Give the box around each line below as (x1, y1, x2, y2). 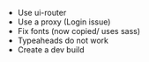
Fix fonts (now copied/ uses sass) (17, 26, 141, 36)
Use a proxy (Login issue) (17, 17, 111, 27)
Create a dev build (17, 45, 86, 55)
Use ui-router (17, 8, 67, 17)
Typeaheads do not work (17, 35, 108, 45)
